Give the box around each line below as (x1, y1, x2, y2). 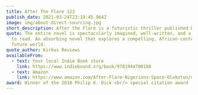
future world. (11, 42, 46, 48)
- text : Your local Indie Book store (11, 58, 104, 64)
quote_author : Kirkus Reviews (6, 47, 81, 53)
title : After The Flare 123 (6, 8, 75, 15)
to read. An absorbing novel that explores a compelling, (11, 36, 157, 42)
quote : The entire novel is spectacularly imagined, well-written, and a (6, 31, 192, 37)
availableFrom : (6, 53, 44, 58)
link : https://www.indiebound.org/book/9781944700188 (16, 63, 151, 70)
